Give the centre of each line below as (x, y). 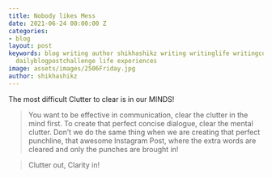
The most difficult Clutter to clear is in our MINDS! (91, 99)
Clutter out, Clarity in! (64, 165)
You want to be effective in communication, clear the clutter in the (138, 115)
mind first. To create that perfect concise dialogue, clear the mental (140, 123)
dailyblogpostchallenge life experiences (87, 61)
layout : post (30, 46)
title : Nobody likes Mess (52, 16)
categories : (28, 31)
